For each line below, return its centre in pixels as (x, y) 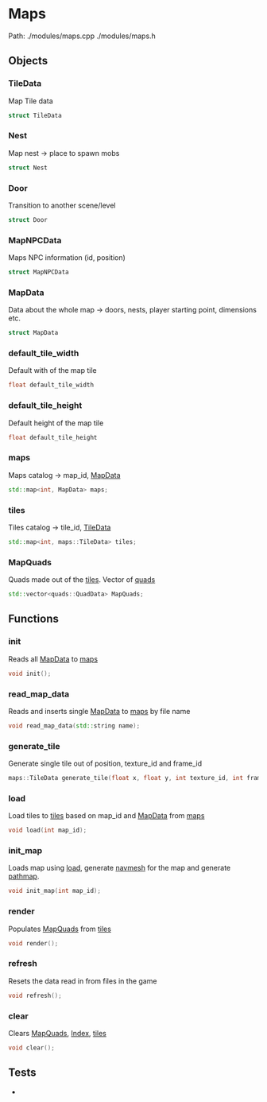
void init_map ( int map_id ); (55, 891)
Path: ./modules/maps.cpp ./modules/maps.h (82, 36)
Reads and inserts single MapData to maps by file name (99, 711)
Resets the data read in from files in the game (83, 981)
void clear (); (32, 1048)
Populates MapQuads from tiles (60, 929)
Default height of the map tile (56, 423)
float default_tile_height (53, 437)
